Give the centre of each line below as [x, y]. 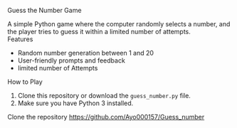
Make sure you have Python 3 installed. [75, 103]
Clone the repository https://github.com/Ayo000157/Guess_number [106, 117]
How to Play [25, 82]
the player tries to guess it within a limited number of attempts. [99, 32]
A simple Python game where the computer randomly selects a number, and [119, 24]
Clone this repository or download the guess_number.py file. [104, 96]
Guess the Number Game [44, 10]
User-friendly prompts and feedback [72, 60]
